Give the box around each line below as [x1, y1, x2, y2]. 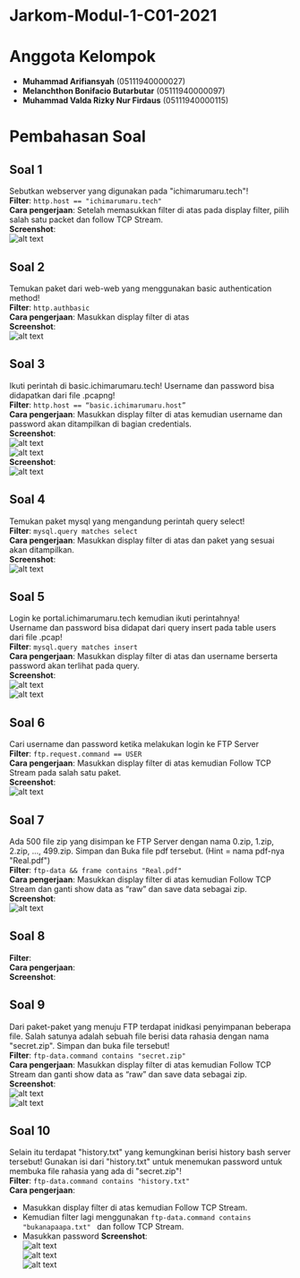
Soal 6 [9, 715, 46, 730]
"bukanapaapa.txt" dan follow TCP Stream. [21, 1222, 184, 1232]
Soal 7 [9, 812, 45, 828]
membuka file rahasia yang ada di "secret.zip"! [9, 1166, 182, 1177]
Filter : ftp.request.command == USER [9, 749, 142, 759]
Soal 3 [9, 356, 46, 372]
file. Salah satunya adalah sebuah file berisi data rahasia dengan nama [9, 1031, 270, 1042]
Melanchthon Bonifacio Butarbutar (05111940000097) [21, 86, 226, 97]
